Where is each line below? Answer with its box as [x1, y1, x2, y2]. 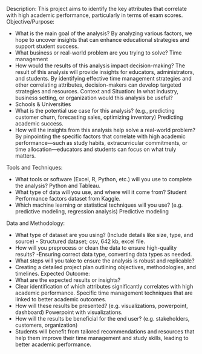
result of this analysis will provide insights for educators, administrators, [15, 68, 195, 75]
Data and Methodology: [6, 219, 65, 227]
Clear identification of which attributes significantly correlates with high [15, 283, 194, 290]
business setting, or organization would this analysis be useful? [15, 94, 174, 101]
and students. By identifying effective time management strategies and [15, 75, 192, 82]
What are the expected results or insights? [15, 276, 121, 284]
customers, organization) [15, 321, 78, 329]
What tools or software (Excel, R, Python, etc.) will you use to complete [15, 176, 192, 182]
